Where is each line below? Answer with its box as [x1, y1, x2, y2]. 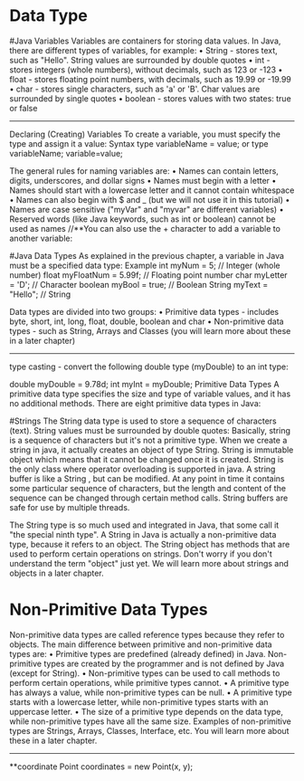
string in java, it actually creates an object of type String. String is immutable [9, 444, 294, 455]
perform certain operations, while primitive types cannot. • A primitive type [9, 677, 290, 688]
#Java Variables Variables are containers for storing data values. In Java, [9, 35, 281, 46]
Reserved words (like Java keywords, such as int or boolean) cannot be [9, 214, 276, 224]
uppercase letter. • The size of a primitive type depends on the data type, [9, 706, 283, 717]
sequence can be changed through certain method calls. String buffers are [9, 492, 289, 503]
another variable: [9, 233, 73, 243]
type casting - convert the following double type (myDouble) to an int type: [9, 361, 289, 372]
